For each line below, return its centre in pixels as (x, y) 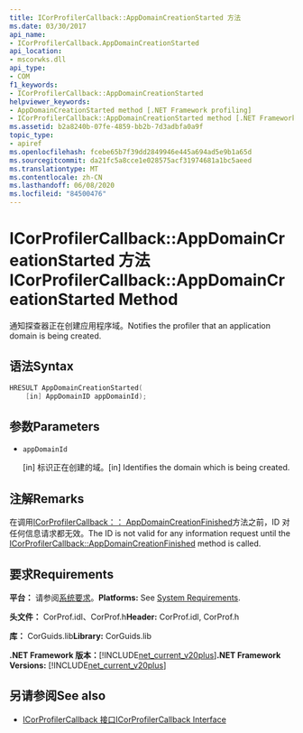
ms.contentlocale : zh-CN (56, 177)
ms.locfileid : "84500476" (58, 194)
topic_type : (32, 135)
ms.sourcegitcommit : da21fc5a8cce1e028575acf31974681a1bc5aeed (131, 160)
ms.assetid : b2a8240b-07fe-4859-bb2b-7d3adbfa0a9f (106, 127)
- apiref (26, 144)
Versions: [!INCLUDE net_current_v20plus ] (88, 665)
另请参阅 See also (58, 696)
